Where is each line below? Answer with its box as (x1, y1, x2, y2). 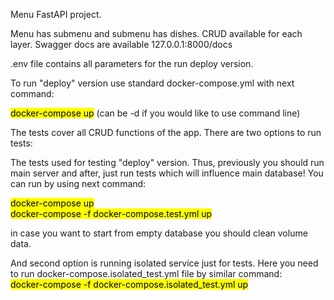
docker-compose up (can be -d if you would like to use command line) (10, 107, 301, 119)
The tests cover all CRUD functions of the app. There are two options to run (10, 127, 322, 138)
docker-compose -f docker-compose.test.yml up (10, 208, 213, 219)
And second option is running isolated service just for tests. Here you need (10, 257, 319, 269)
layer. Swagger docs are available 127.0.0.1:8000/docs (10, 39, 233, 50)
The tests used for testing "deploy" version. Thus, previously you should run (10, 157, 325, 168)
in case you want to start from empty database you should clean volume (10, 227, 308, 239)
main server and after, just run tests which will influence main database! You (10, 167, 324, 179)
